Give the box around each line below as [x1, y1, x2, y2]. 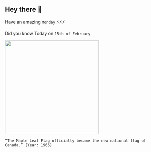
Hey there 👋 [5, 5, 42, 14]
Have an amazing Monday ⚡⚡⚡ [5, 19, 65, 25]
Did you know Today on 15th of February [5, 30, 91, 36]
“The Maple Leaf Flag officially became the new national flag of [5, 138, 146, 143]
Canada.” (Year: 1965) [5, 142, 52, 148]
